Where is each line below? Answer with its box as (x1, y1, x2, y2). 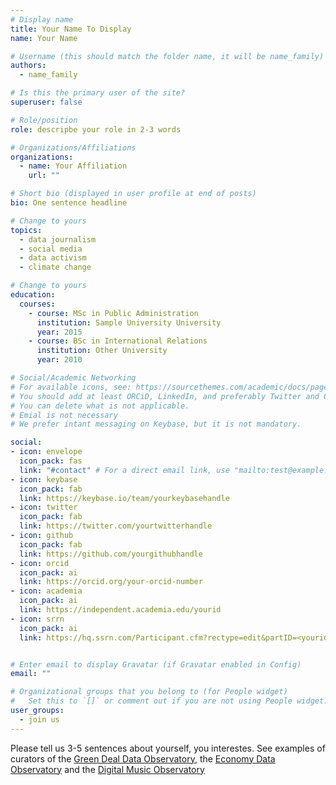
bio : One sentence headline (10, 198, 128, 208)
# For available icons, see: (10, 382, 132, 392)
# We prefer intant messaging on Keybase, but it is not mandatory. (10, 419, 302, 430)
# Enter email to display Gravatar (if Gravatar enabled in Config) (10, 659, 302, 670)
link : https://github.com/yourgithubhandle (19, 549, 203, 559)
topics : (10, 225, 43, 235)
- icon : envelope (10, 447, 83, 457)
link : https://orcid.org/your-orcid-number (19, 577, 203, 587)
